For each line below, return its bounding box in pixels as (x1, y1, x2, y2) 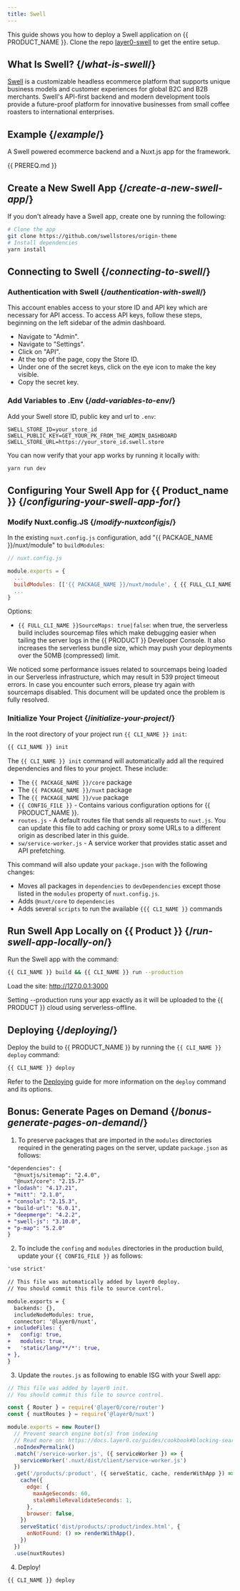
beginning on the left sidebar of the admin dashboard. (7, 319, 166, 327)
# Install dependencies (7, 239, 79, 247)
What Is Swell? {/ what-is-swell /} (7, 59, 156, 71)
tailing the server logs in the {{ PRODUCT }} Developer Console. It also (17, 636, 226, 645)
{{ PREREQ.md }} (7, 162, 57, 170)
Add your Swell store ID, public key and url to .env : (7, 412, 156, 420)
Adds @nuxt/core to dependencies (17, 896, 116, 905)
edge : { (26, 1484, 50, 1491)
